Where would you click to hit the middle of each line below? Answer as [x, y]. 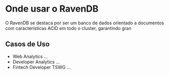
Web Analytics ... [30, 56]
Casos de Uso [27, 44]
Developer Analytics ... [36, 62]
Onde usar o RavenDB [52, 9]
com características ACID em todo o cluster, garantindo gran [68, 28]
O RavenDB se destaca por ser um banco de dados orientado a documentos [85, 23]
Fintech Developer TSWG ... [41, 67]
